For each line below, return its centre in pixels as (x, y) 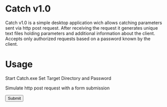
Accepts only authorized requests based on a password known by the (78, 39)
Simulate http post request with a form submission (58, 88)
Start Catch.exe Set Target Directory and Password (58, 78)
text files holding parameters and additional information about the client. (80, 33)
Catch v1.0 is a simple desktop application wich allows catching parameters (84, 23)
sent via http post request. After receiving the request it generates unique (81, 28)
